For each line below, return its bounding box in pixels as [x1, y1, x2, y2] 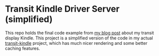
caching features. [5, 45, 40, 51]
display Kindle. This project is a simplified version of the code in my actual [5, 35, 153, 41]
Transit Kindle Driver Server [5, 3, 120, 15]
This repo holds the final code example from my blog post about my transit [5, 30, 154, 36]
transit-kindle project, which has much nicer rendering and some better [5, 40, 148, 46]
